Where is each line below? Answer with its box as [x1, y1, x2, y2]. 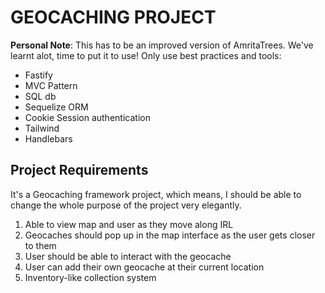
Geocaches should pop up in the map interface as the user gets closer [24, 229, 316, 241]
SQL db [24, 90, 57, 102]
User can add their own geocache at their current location [24, 261, 265, 273]
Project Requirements [10, 162, 149, 179]
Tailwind [24, 122, 60, 134]
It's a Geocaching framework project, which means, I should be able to [10, 188, 302, 200]
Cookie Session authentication [24, 111, 151, 123]
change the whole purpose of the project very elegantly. [10, 199, 242, 211]
